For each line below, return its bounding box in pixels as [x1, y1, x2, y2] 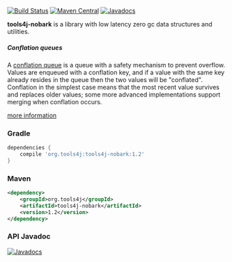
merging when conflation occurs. [7, 97, 102, 106]
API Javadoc [7, 231, 51, 241]
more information [7, 111, 57, 120]
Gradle [7, 129, 31, 138]
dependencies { [7, 145, 52, 152]
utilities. [7, 28, 30, 35]
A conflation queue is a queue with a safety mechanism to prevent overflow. [7, 60, 226, 69]
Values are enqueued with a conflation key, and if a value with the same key [7, 68, 225, 76]
